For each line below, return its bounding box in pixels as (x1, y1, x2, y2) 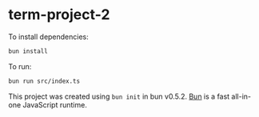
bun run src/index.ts (8, 77, 81, 85)
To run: (8, 61, 32, 71)
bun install (8, 47, 48, 55)
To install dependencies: (8, 32, 90, 41)
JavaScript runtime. (22, 99, 88, 109)
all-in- (231, 92, 252, 101)
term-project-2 (8, 6, 110, 24)
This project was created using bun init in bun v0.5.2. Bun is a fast (8, 92, 230, 101)
